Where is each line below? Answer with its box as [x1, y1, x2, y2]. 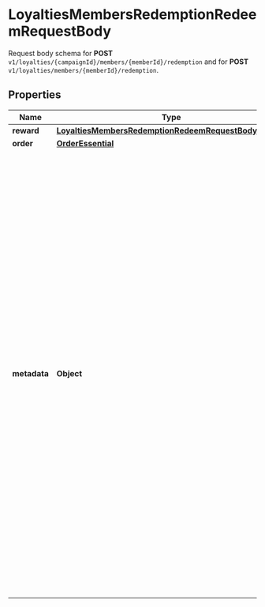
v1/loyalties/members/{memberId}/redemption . [8, 65, 159, 74]
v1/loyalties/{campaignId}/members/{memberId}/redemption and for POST [8, 57, 248, 66]
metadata [12, 368, 49, 379]
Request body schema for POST [8, 48, 113, 58]
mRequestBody [8, 22, 112, 40]
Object [56, 368, 83, 379]
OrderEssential [56, 138, 114, 149]
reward [12, 125, 39, 136]
